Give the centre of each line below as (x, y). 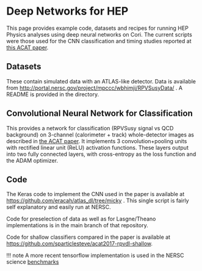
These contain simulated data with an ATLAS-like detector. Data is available (101, 81)
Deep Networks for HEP (67, 11)
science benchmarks (33, 262)
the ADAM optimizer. (32, 160)
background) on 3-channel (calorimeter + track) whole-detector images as (100, 135)
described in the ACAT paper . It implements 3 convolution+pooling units (97, 141)
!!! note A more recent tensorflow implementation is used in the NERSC (95, 255)
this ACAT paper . (27, 48)
